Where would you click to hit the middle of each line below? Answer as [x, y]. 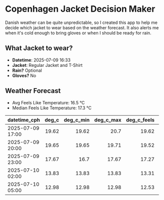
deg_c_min [77, 120]
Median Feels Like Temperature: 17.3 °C [52, 108]
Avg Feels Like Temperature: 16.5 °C [48, 102]
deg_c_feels [140, 120]
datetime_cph [24, 120]
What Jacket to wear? [39, 48]
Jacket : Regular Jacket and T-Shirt [47, 65]
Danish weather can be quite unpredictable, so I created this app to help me [81, 22]
